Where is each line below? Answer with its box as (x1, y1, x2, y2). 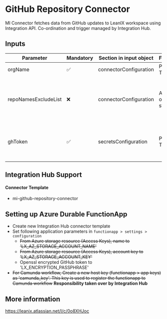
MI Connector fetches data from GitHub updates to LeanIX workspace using (5, 20, 161, 26)
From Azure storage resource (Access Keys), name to (19, 238, 130, 244)
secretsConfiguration (97, 138, 148, 145)
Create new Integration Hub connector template (12, 223, 110, 229)
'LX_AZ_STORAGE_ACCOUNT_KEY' (19, 254, 93, 260)
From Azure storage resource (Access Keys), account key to (19, 249, 144, 255)
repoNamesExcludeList (7, 96, 62, 103)
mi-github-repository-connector (12, 196, 79, 202)
